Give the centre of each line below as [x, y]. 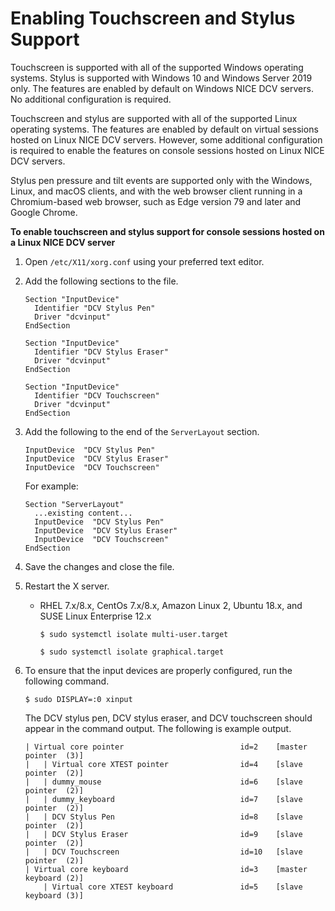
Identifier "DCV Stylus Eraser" [101, 352]
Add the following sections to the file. [101, 281]
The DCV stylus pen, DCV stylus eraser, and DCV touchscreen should [168, 718]
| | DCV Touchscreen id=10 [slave [163, 852]
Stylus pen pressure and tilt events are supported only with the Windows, [161, 180]
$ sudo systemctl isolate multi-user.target [134, 634]
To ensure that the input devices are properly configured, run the [158, 670]
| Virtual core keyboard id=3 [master [166, 869]
